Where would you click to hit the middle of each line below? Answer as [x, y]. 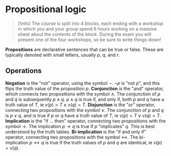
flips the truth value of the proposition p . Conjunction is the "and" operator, [85, 88]
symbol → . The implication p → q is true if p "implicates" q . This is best [80, 126]
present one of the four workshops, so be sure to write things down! [90, 40]
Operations [23, 71]
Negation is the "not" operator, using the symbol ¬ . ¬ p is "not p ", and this [82, 83]
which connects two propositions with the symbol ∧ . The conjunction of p [83, 94]
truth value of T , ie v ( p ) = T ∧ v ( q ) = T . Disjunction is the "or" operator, [80, 105]
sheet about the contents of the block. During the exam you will [84, 34]
